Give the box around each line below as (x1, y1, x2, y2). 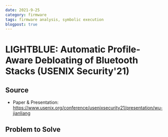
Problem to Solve (5, 125, 61, 133)
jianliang (12, 110, 31, 117)
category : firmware (5, 12, 47, 17)
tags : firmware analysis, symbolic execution (5, 17, 104, 22)
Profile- (107, 44, 140, 55)
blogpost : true (5, 21, 38, 27)
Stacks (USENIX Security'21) (5, 65, 130, 77)
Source (5, 85, 29, 95)
